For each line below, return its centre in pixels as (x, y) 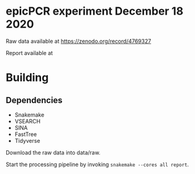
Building (27, 78)
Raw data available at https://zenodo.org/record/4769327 (78, 41)
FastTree (26, 134)
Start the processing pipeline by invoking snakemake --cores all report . (97, 164)
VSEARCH (28, 121)
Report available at (29, 53)
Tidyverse (27, 140)
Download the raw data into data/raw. (53, 152)
